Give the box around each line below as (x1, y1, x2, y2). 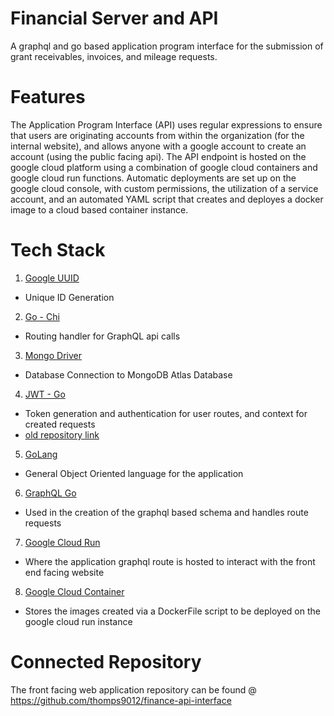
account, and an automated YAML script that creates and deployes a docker (10, 193, 324, 205)
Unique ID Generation (24, 291, 115, 303)
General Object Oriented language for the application (24, 467, 244, 479)
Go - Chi (24, 310, 60, 322)
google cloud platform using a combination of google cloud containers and (10, 161, 318, 173)
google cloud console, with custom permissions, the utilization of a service (10, 182, 319, 194)
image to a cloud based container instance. (10, 203, 189, 216)
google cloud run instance (24, 615, 133, 627)
